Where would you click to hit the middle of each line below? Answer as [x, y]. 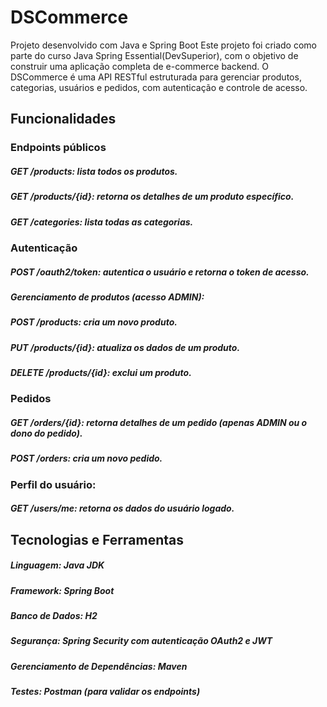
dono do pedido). [46, 433]
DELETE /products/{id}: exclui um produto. [101, 373]
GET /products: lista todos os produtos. [94, 171]
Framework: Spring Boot [62, 590]
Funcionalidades [63, 119]
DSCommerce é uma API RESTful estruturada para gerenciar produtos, [156, 77]
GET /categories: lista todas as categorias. [102, 222]
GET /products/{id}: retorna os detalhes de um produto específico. [152, 197]
